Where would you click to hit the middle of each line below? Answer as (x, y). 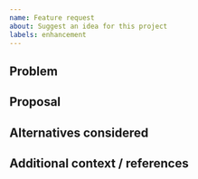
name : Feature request (52, 18)
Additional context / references (99, 163)
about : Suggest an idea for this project (89, 26)
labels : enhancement (48, 34)
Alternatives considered (79, 132)
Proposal (35, 102)
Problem (34, 71)
